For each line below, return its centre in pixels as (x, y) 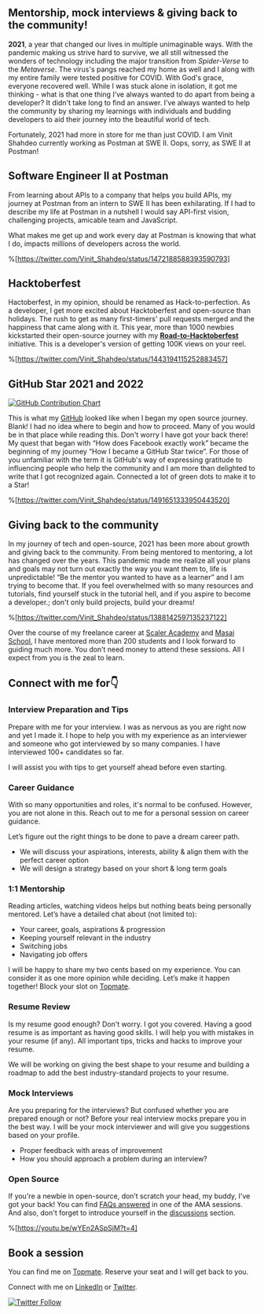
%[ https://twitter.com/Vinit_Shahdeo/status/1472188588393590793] (119, 259)
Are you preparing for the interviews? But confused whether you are (119, 1110)
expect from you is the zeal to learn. (66, 658)
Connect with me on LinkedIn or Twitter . (73, 1287)
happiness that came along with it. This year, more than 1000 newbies (121, 327)
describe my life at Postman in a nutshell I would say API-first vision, (119, 211)
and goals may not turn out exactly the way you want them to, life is (117, 569)
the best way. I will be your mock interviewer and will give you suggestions (129, 1126)
